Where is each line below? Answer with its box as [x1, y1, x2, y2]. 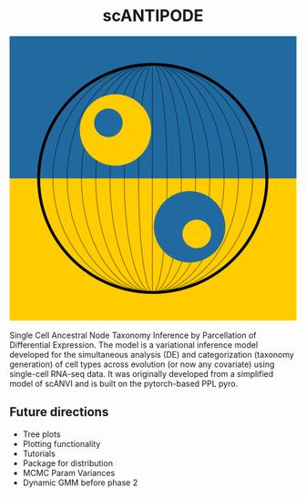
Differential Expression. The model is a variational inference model [9, 339, 259, 350]
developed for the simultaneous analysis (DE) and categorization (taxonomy [9, 349, 294, 360]
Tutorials [22, 448, 56, 459]
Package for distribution [22, 457, 114, 469]
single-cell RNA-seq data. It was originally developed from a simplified [9, 368, 274, 379]
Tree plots [22, 429, 61, 440]
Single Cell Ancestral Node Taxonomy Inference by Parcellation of [9, 330, 257, 340]
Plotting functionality [22, 438, 101, 449]
